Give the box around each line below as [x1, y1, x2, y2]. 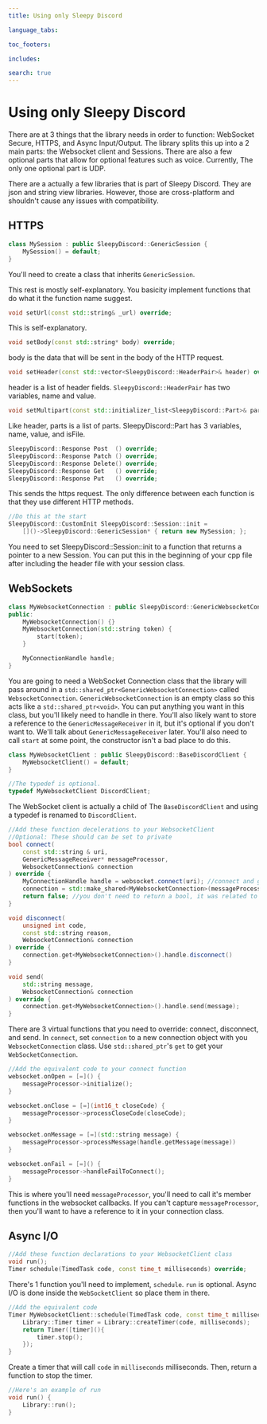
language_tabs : [8, 25, 59, 34]
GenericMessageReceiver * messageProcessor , [22, 855, 169, 863]
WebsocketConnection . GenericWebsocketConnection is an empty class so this [8, 693, 255, 702]
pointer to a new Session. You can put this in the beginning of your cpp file [8, 550, 253, 560]
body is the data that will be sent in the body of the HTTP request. [8, 353, 224, 362]
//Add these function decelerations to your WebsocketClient [8, 826, 215, 834]
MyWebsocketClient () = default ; [22, 758, 130, 766]
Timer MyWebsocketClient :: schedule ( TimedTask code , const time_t [8, 1311, 229, 1319]
